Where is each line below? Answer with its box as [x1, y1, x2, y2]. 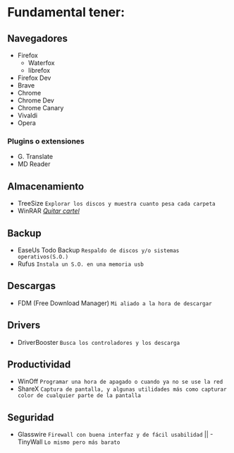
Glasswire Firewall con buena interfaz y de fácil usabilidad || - [17, 430, 214, 439]
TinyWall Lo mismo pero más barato [17, 437, 121, 446]
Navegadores [7, 33, 68, 45]
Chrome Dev [17, 96, 54, 105]
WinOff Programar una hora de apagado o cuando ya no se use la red [17, 377, 223, 386]
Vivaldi [17, 111, 37, 119]
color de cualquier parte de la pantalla [17, 392, 141, 399]
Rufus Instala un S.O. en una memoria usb [17, 259, 144, 268]
